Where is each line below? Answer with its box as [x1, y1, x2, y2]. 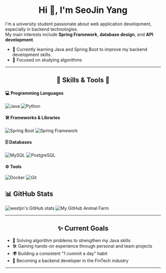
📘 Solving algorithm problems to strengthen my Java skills [12, 237, 131, 243]
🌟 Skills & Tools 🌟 [56, 76, 110, 84]
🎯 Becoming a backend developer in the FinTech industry [12, 258, 129, 264]
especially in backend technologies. [5, 26, 78, 32]
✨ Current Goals [57, 224, 109, 233]
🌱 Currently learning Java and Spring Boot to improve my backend [12, 46, 147, 52]
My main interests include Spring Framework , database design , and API [5, 31, 154, 37]
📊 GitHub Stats [5, 190, 53, 198]
